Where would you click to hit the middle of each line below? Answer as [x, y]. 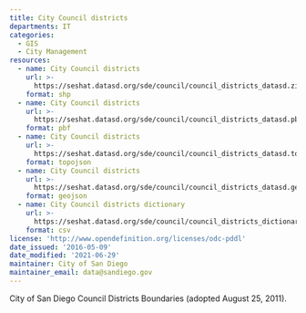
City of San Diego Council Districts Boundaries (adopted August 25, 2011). [148, 298]
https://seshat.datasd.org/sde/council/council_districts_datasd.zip [168, 86]
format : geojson [57, 196]
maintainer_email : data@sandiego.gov [81, 273]
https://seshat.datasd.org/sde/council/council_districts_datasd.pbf [168, 120]
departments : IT [40, 26]
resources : [30, 60]
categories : [32, 35]
